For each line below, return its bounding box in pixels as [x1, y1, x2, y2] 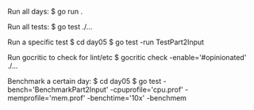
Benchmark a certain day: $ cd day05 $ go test [7, 77, 162, 85]
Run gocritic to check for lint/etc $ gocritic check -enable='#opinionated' [7, 53, 247, 62]
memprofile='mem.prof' [7, 93, 86, 102]
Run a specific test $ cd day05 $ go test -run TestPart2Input [7, 37, 204, 47]
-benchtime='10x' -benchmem [87, 93, 187, 102]
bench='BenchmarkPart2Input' [7, 85, 109, 94]
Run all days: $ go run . [7, 7, 83, 16]
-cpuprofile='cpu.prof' [110, 85, 183, 94]
